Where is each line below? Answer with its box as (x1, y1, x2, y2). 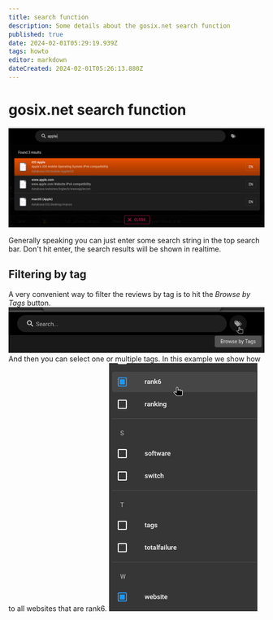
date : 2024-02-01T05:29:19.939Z (8, 39, 118, 47)
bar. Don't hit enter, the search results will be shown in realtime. (8, 244, 222, 254)
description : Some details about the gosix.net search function (8, 21, 231, 30)
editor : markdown (8, 56, 67, 64)
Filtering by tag (8, 268, 87, 282)
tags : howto (8, 47, 49, 56)
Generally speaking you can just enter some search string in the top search (8, 235, 260, 245)
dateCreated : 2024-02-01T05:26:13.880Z (8, 65, 144, 73)
